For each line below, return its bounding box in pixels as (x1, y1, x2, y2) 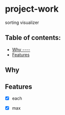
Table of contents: (5, 34, 61, 42)
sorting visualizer (5, 19, 39, 25)
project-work (5, 3, 59, 15)
